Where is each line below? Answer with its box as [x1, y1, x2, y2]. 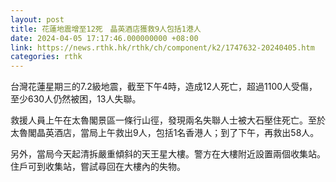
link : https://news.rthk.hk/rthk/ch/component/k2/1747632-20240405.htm [10, 42, 315, 53]
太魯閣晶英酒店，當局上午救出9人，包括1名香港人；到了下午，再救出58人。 [10, 127, 320, 139]
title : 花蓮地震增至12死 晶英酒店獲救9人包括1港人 [10, 24, 202, 34]
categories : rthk [10, 52, 83, 62]
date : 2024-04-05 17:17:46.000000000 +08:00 [10, 33, 199, 43]
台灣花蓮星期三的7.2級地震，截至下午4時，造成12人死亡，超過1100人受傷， [10, 81, 318, 93]
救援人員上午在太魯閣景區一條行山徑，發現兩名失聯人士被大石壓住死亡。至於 [10, 114, 326, 126]
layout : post [10, 14, 65, 25]
